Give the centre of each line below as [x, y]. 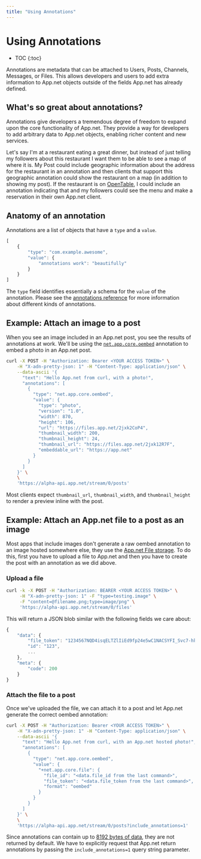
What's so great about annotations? [75, 107]
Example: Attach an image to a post [73, 323]
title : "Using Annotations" [41, 12]
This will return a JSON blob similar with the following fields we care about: [99, 619]
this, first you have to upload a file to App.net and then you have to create [97, 556]
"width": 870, [56, 416]
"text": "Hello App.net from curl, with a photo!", [88, 377]
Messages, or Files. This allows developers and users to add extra [88, 76]
